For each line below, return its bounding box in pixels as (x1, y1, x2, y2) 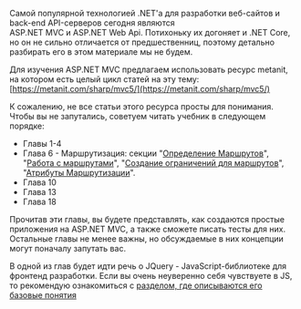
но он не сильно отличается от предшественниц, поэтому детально (9, 36, 275, 47)
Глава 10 (22, 177, 57, 188)
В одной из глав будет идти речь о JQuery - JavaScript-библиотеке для (9, 261, 287, 272)
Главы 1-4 (22, 139, 62, 149)
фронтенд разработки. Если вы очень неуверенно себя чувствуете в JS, (9, 271, 293, 281)
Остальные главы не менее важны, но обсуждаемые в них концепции (9, 233, 285, 244)
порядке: (9, 120, 46, 131)
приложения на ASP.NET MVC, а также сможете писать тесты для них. (9, 223, 285, 234)
